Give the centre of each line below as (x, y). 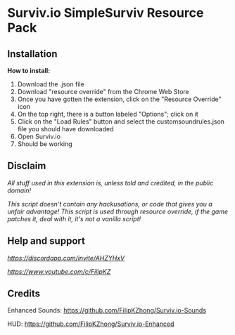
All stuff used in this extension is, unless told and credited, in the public (110, 183)
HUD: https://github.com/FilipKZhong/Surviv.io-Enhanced (91, 324)
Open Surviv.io (39, 136)
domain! (19, 190)
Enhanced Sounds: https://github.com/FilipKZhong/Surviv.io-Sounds (107, 310)
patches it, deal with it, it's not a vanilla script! (74, 218)
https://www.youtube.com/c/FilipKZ (59, 271)
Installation (32, 54)
